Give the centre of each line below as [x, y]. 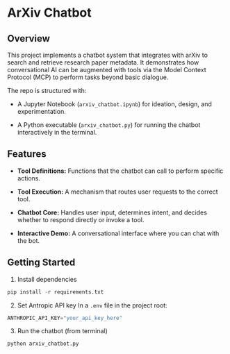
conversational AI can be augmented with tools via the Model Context [107, 70]
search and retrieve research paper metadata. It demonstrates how [103, 62]
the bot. [28, 240]
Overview [29, 39]
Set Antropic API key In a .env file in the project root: [92, 305]
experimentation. [41, 111]
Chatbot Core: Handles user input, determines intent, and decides [112, 212]
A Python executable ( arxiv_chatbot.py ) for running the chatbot [109, 125]
